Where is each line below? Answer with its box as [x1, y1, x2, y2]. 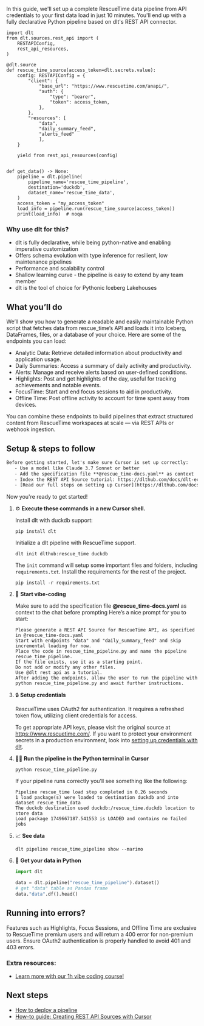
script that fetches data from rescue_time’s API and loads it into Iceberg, [6, 325, 187, 332]
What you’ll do [6, 301, 63, 312]
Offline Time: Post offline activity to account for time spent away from [15, 395, 189, 402]
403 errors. [6, 943, 35, 950]
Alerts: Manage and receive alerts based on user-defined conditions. [15, 368, 188, 376]
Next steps [6, 990, 49, 1000]
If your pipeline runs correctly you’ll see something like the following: [15, 778, 188, 785]
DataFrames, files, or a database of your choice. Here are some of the [6, 331, 181, 339]
